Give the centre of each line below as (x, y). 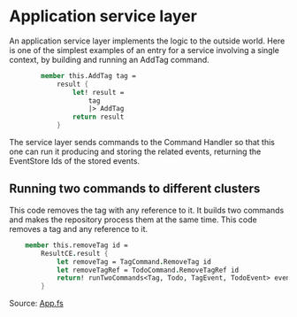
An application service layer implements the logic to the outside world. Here (147, 41)
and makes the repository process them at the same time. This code (133, 220)
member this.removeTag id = (76, 245)
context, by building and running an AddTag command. (109, 59)
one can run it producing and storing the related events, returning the (135, 151)
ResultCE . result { (75, 253)
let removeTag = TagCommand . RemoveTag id (134, 262)
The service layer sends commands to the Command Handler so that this (142, 143)
